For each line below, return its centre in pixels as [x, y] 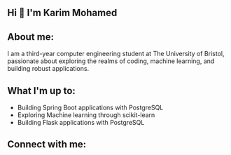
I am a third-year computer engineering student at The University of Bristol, [116, 54]
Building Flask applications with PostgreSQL [81, 123]
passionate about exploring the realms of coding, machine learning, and [111, 61]
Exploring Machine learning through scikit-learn [86, 115]
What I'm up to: [41, 91]
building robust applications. [48, 69]
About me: [31, 37]
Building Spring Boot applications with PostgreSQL [90, 108]
